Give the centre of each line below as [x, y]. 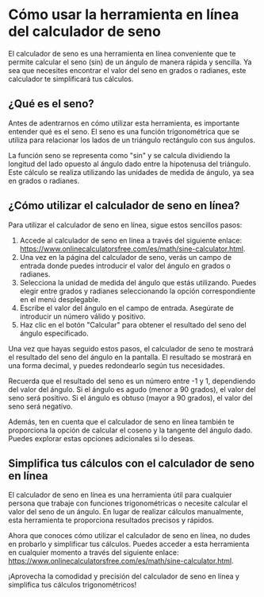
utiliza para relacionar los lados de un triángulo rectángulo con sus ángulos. [132, 140]
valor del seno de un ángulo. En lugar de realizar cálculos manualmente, [126, 512]
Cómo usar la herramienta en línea [124, 15]
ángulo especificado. [54, 333]
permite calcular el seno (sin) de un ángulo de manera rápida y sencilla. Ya [130, 62]
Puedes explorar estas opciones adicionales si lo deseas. [102, 438]
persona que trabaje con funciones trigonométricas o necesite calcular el [128, 503]
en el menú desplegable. [60, 299]
